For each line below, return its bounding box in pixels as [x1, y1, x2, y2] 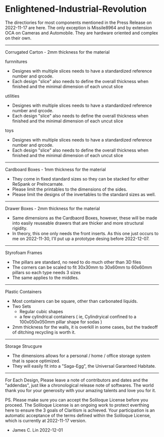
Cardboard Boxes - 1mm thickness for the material [5, 166, 106, 172]
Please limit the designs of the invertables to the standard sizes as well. [12, 191, 156, 197]
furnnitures [5, 59, 28, 64]
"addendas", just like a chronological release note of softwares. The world [5, 382, 154, 388]
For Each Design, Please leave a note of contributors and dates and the [5, 377, 148, 383]
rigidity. [12, 225, 28, 231]
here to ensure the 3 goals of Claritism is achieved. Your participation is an [5, 407, 155, 413]
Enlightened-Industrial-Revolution [5, 3, 147, 15]
